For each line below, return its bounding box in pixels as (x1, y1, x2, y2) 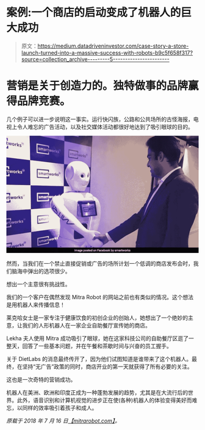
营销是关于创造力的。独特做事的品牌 (6, 79, 189, 93)
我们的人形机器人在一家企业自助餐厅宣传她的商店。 (22, 321, 151, 329)
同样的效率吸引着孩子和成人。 (22, 404, 98, 411)
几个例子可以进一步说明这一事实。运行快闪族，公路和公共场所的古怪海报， (6, 115, 193, 123)
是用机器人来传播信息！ (6, 301, 65, 308)
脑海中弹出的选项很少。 (11, 267, 71, 275)
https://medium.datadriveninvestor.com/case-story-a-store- (37, 42, 189, 49)
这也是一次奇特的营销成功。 (6, 376, 76, 383)
